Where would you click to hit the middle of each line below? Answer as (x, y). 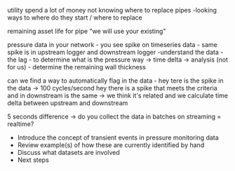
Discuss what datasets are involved (69, 152)
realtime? (21, 124)
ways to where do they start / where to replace (75, 18)
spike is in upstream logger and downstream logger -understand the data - (115, 52)
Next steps (33, 160)
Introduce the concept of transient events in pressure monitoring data (118, 137)
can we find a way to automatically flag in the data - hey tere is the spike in (115, 81)
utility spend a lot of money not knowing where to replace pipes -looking (112, 10)
